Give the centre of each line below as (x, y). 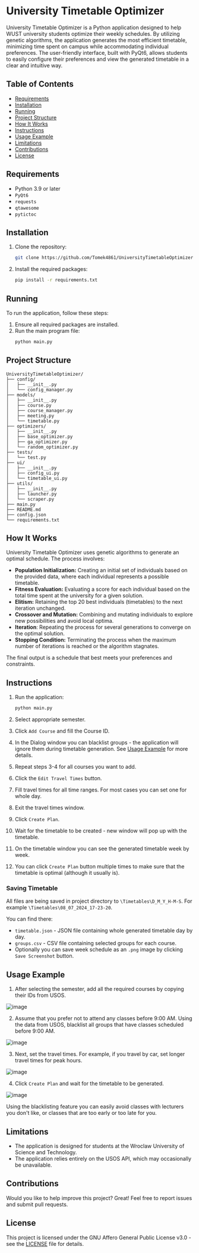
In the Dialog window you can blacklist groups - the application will (97, 743)
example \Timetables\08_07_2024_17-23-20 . (59, 908)
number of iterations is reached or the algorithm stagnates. (87, 646)
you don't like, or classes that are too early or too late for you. (82, 1113)
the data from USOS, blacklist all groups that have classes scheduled (99, 1025)
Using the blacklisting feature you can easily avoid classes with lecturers (95, 1106)
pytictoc (26, 214)
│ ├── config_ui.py (33, 473)
